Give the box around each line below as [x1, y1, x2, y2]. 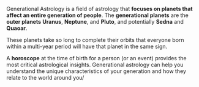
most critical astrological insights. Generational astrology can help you [6, 61, 184, 68]
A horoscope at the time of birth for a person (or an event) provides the [6, 55, 187, 61]
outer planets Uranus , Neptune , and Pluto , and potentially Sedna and [6, 18, 184, 25]
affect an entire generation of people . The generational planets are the [6, 12, 189, 19]
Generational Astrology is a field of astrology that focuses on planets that [6, 5, 193, 12]
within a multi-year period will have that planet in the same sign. [6, 43, 168, 50]
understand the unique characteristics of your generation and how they [6, 68, 187, 75]
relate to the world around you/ [6, 74, 84, 81]
